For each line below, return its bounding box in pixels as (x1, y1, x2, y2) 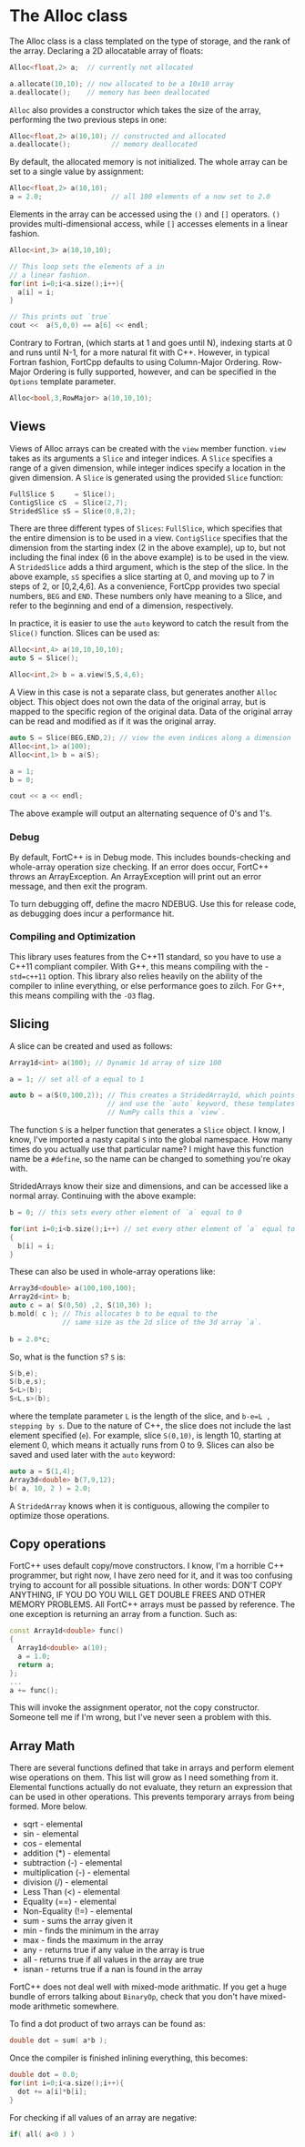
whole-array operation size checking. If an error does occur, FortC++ (9, 861, 269, 872)
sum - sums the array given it (22, 1916, 134, 1927)
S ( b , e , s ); (9, 1377, 47, 1387)
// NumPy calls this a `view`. (107, 1108, 226, 1117)
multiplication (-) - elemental (22, 1867, 130, 1878)
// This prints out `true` (9, 312, 112, 321)
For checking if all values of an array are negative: (9, 2111, 198, 2122)
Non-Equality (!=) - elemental (22, 1906, 134, 1917)
